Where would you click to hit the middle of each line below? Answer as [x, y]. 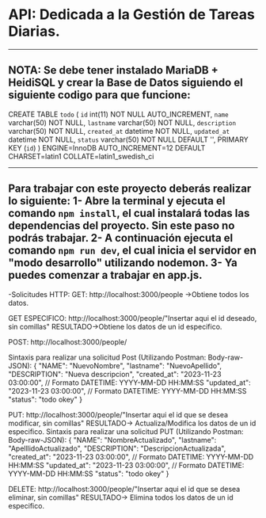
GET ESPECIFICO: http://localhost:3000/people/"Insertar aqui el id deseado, [133, 318]
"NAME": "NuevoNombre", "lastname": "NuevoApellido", [130, 365]
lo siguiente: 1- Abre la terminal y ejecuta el [117, 201]
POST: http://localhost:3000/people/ [68, 341]
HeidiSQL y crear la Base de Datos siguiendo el [125, 83]
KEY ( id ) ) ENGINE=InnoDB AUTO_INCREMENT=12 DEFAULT [107, 147]
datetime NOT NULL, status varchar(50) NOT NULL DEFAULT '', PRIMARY [129, 139]
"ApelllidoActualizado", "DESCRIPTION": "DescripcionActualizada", [117, 448]
